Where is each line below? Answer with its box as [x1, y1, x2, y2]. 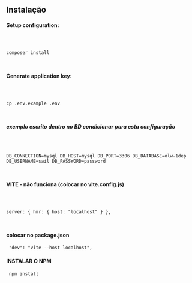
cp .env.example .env [6, 100, 61, 107]
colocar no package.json [6, 231, 70, 239]
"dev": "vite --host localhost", [8, 245, 93, 251]
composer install [6, 50, 50, 56]
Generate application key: [6, 72, 72, 79]
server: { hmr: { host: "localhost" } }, [6, 209, 112, 215]
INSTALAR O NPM [6, 257, 52, 264]
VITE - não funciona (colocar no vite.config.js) [6, 180, 125, 188]
